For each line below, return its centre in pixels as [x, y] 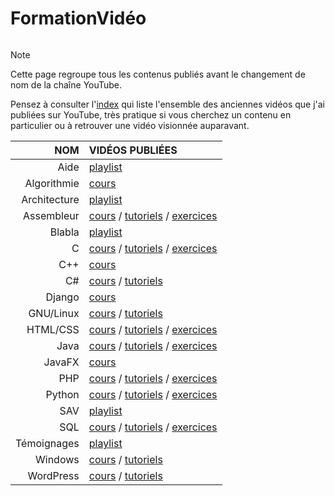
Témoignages [47, 443]
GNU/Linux [54, 313]
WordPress [53, 475]
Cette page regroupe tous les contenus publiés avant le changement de [158, 74]
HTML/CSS [53, 329]
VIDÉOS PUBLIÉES [133, 150]
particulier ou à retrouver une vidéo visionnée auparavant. [130, 125]
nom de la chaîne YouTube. [66, 84]
